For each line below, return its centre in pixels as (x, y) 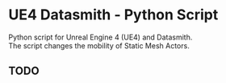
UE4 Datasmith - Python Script (113, 15)
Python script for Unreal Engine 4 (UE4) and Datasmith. (100, 37)
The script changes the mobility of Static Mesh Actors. (99, 45)
